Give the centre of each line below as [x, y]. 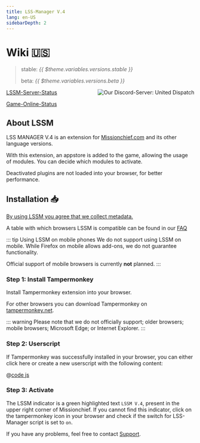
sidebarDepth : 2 [26, 23]
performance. [23, 179]
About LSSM [30, 123]
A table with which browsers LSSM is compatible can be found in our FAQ [97, 228]
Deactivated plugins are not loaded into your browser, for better [84, 173]
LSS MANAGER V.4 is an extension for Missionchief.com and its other [92, 138]
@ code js [18, 375]
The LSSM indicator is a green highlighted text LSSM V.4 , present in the [93, 403]
